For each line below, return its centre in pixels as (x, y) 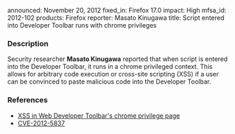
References (28, 100)
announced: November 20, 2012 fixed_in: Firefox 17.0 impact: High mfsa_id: (117, 10)
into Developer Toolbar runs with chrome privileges (82, 25)
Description (28, 43)
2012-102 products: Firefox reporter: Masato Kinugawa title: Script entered (116, 18)
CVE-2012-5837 (41, 123)
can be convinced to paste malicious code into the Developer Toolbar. (109, 82)
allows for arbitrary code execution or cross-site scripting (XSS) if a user (113, 74)
